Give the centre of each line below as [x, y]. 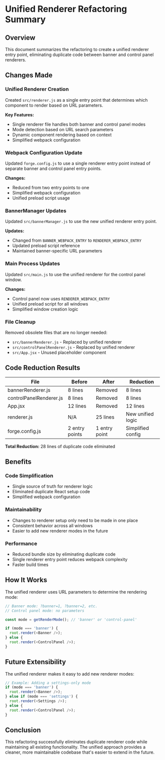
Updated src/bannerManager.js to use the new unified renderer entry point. [81, 222]
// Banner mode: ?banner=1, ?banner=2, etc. [51, 606]
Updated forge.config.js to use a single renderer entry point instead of [78, 163]
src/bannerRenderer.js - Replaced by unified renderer [67, 342]
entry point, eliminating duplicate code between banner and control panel [79, 55]
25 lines [105, 417]
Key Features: [20, 114]
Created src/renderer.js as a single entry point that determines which [77, 100]
